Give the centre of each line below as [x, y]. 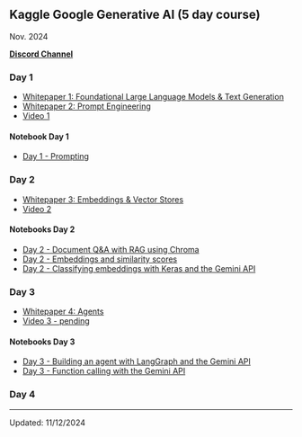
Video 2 [37, 209]
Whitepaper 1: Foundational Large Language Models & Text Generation [153, 97]
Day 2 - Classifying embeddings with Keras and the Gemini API [139, 268]
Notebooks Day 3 [42, 342]
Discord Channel [41, 54]
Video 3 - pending [56, 321]
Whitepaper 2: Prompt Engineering [86, 106]
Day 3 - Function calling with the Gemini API [104, 371]
